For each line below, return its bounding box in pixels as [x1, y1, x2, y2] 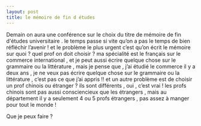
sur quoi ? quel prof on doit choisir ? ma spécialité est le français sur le [6, 50, 181, 57]
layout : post [6, 8, 39, 15]
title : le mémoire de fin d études [6, 14, 95, 20]
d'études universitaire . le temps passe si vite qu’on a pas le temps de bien [6, 37, 191, 44]
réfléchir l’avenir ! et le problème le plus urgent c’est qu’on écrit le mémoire [6, 43, 191, 51]
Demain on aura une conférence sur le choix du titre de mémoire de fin [6, 31, 181, 38]
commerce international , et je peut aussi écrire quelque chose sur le [6, 56, 176, 64]
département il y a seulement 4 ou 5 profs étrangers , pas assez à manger [6, 94, 190, 102]
